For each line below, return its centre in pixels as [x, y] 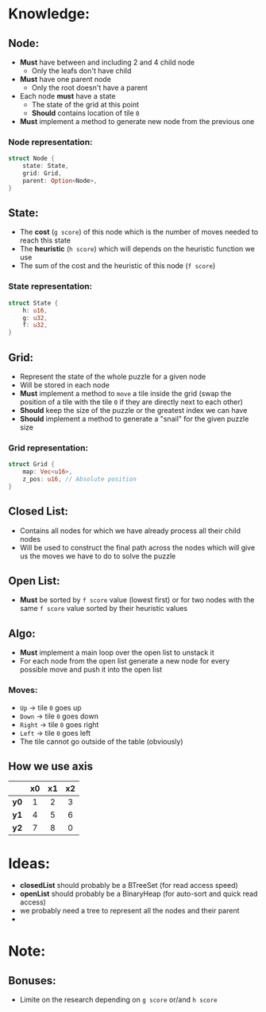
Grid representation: [48, 448]
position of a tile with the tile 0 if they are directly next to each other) [131, 402]
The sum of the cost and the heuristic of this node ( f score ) [118, 266]
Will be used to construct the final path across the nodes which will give [137, 547]
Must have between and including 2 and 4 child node [107, 62]
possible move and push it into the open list [91, 670]
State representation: [50, 286]
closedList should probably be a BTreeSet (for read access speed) [129, 885]
